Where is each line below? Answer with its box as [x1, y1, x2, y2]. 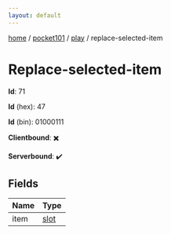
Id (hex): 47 [8, 101, 45, 111]
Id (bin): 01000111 [8, 117, 64, 126]
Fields [8, 177, 39, 190]
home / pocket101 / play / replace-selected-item [8, 33, 163, 42]
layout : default [8, 11, 61, 20]
